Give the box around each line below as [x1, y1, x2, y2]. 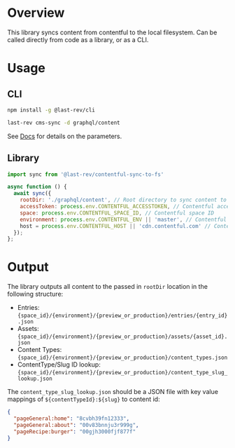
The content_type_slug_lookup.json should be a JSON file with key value [7, 388, 219, 396]
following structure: [7, 290, 64, 299]
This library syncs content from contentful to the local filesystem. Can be [7, 28, 218, 36]
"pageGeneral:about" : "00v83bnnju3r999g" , [13, 421, 139, 428]
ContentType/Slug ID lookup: [17, 360, 101, 369]
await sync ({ [13, 190, 52, 197]
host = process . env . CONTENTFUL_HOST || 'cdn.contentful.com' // [20, 222, 211, 229]
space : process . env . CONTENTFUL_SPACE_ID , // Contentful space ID [20, 209, 215, 217]
